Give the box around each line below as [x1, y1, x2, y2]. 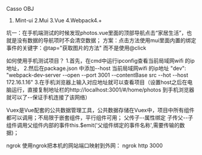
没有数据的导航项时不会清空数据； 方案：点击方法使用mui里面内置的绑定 [16, 37, 197, 44]
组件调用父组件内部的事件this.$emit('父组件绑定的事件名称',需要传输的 [6, 122, 180, 128]
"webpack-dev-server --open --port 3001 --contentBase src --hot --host [6, 72, 189, 78]
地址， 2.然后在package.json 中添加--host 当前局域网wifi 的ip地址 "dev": [6, 65, 186, 72]
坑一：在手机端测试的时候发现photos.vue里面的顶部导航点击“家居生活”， [6, 30, 187, 36]
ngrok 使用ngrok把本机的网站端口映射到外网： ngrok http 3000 [6, 142, 163, 149]
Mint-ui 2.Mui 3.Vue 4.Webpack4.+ [14, 17, 103, 24]
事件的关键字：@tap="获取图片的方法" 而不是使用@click [6, 45, 147, 51]
